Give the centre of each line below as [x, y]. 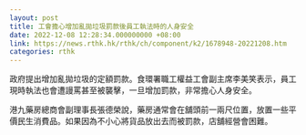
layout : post [34, 18]
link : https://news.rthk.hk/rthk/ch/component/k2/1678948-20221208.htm [148, 43]
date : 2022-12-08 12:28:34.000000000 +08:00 [95, 35]
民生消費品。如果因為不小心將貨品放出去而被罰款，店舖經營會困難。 [145, 121]
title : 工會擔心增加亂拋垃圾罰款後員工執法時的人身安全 [102, 26]
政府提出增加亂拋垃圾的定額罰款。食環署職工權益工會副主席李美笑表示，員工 [153, 79]
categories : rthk [42, 52]
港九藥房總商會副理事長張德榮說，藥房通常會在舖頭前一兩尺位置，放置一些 [149, 109]
